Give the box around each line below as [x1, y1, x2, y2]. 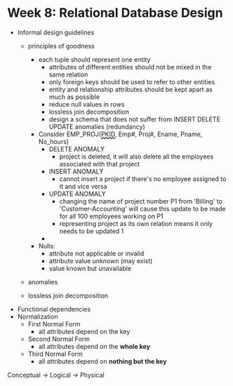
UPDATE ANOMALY [48, 189, 107, 198]
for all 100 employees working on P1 [59, 212, 164, 220]
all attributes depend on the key [38, 327, 131, 335]
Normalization [17, 312, 58, 321]
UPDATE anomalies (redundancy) [48, 122, 145, 131]
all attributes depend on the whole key [38, 342, 151, 350]
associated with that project [59, 159, 140, 168]
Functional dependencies [17, 305, 91, 313]
